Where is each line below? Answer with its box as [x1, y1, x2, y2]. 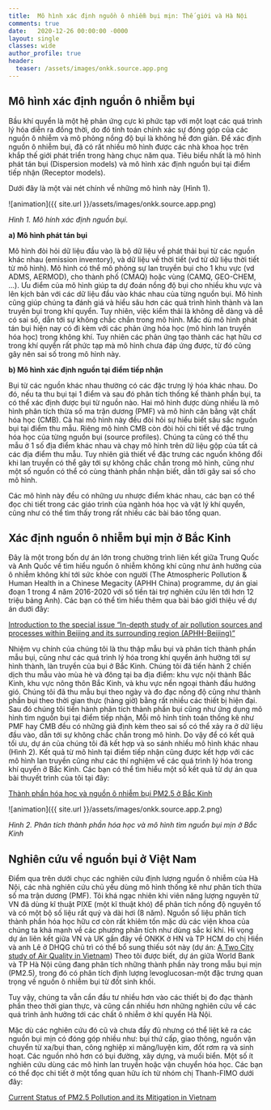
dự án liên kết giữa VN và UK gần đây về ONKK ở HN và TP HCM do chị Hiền [8, 934, 264, 943]
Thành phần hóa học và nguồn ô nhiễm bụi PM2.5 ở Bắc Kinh [8, 789, 213, 799]
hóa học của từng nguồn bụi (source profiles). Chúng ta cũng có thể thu [8, 432, 248, 442]
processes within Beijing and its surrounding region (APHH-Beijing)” [8, 629, 236, 638]
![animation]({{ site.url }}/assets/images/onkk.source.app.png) [8, 199, 217, 209]
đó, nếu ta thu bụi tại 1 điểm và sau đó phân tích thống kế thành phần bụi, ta [8, 389, 261, 399]
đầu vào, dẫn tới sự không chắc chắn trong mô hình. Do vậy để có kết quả [8, 730, 255, 740]
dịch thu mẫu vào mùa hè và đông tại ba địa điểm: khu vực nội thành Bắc [8, 670, 252, 680]
